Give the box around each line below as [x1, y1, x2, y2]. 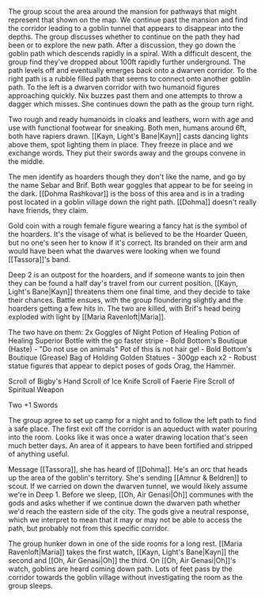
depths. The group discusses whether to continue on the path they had [8, 32, 240, 41]
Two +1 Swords [8, 400, 59, 409]
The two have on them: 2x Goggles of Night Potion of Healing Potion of [8, 328, 240, 337]
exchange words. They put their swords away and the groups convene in [8, 148, 246, 158]
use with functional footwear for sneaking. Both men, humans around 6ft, [8, 123, 247, 132]
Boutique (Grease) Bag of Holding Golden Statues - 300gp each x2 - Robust [8, 352, 257, 362]
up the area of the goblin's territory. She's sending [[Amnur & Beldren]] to [8, 473, 248, 482]
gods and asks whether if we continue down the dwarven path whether [8, 498, 241, 508]
